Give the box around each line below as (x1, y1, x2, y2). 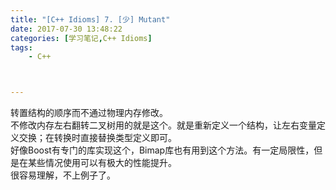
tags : (10, 42, 33, 53)
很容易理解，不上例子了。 (10, 169, 116, 181)
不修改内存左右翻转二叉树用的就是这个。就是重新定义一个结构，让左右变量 (10, 119, 317, 131)
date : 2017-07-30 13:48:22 (10, 24, 123, 34)
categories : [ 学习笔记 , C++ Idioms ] (10, 33, 153, 43)
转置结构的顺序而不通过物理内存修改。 (10, 107, 168, 119)
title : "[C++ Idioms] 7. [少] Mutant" (10, 14, 171, 25)
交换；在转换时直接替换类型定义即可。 (18, 132, 177, 144)
